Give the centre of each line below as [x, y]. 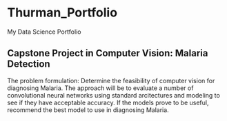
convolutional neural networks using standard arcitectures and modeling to [114, 95]
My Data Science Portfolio [44, 32]
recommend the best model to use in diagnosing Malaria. [88, 110]
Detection [29, 64]
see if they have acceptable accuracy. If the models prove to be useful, [108, 102]
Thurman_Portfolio [62, 13]
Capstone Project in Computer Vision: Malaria [108, 53]
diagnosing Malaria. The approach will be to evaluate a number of [100, 88]
